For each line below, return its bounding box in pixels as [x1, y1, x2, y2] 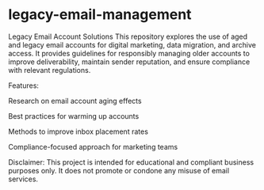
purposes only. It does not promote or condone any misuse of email [8, 165, 230, 175]
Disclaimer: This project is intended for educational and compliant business [8, 157, 254, 167]
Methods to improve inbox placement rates [8, 127, 149, 136]
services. [8, 174, 38, 184]
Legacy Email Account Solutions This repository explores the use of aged [8, 32, 248, 41]
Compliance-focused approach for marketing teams [8, 142, 178, 151]
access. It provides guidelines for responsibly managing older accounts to [8, 48, 250, 58]
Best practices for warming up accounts [8, 111, 140, 120]
